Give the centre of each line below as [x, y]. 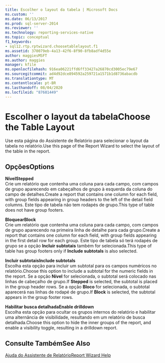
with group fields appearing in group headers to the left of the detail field [79, 200]
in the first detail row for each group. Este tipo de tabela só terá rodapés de [81, 241]
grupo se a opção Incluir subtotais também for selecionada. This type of [78, 246]
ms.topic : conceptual [27, 37]
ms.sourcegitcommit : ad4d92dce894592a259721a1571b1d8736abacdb [71, 74]
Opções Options [30, 166]
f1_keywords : [18, 42]
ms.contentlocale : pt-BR [31, 83]
